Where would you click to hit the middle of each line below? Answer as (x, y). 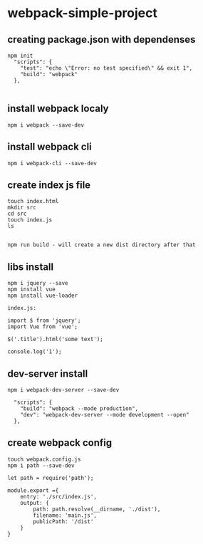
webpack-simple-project (83, 13)
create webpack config (60, 443)
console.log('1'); (35, 352)
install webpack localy (58, 109)
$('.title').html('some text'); (55, 340)
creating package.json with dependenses (101, 40)
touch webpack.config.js (44, 459)
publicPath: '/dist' (63, 521)
